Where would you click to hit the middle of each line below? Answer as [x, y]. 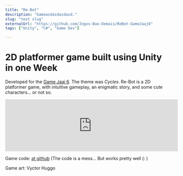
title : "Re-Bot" [22, 10]
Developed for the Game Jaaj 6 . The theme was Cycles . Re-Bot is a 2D [78, 82]
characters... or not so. [29, 92]
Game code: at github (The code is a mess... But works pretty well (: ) [77, 159]
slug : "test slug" [24, 19]
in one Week [31, 68]
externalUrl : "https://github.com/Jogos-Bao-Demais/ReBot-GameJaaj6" [79, 24]
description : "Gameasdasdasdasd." [41, 14]
